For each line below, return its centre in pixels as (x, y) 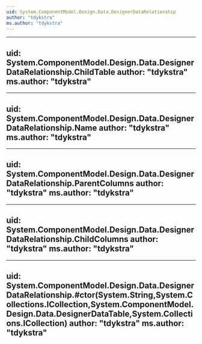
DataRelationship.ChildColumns (67, 239)
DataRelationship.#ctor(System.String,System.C (100, 295)
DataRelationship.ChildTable (61, 72)
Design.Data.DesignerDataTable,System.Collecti (100, 314)
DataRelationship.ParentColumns (70, 184)
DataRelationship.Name (52, 128)
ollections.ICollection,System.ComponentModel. (100, 304)
